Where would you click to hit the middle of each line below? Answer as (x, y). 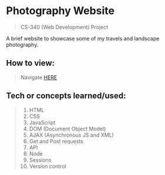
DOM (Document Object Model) (68, 129)
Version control (48, 166)
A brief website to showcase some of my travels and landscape (83, 38)
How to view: (30, 63)
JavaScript (42, 122)
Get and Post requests (56, 141)
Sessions (40, 160)
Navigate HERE (39, 77)
